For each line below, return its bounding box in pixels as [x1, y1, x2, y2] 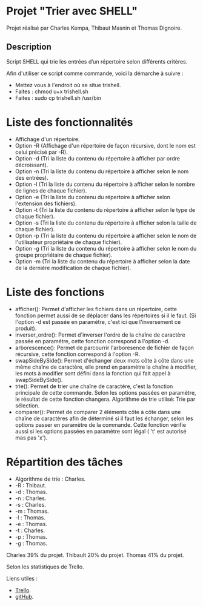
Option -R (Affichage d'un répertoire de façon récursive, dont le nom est [15, 142, 196, 149]
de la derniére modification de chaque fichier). [15, 264, 131, 271]
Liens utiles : [6, 575, 38, 582]
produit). [15, 324, 37, 332]
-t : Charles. [15, 527, 45, 534]
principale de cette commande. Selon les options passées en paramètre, [15, 389, 196, 396]
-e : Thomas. [15, 520, 47, 527]
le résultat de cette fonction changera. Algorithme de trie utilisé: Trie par [15, 395, 196, 403]
